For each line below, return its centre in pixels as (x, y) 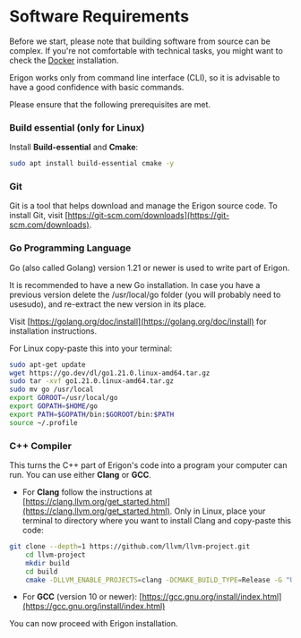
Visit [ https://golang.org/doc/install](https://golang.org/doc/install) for (138, 321)
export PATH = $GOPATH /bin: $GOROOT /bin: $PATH (92, 414)
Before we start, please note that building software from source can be (140, 41)
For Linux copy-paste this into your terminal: (91, 348)
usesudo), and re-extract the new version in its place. (108, 304)
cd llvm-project (56, 555)
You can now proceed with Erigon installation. (94, 624)
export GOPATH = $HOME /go (54, 406)
